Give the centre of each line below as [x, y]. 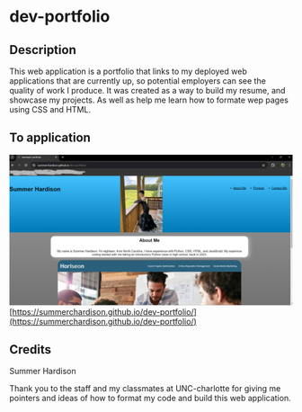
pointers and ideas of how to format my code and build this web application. [150, 399]
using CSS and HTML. [50, 109]
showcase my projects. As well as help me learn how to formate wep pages [149, 100]
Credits [31, 349]
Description [43, 50]
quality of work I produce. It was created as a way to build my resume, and [147, 90]
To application [50, 138]
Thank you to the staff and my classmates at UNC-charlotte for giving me [145, 389]
